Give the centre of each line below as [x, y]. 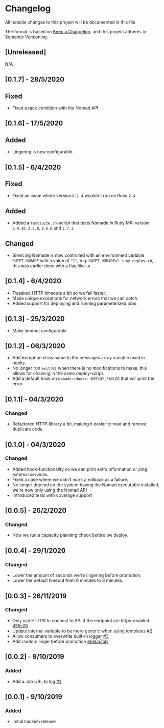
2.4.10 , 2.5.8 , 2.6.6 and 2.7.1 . [43, 228]
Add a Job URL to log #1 [36, 681]
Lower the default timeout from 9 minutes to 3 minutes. [68, 580]
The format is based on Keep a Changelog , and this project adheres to [76, 31]
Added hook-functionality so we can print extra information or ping [80, 469]
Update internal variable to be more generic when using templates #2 [82, 631]
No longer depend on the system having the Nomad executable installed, [86, 485]
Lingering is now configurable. [43, 152]
